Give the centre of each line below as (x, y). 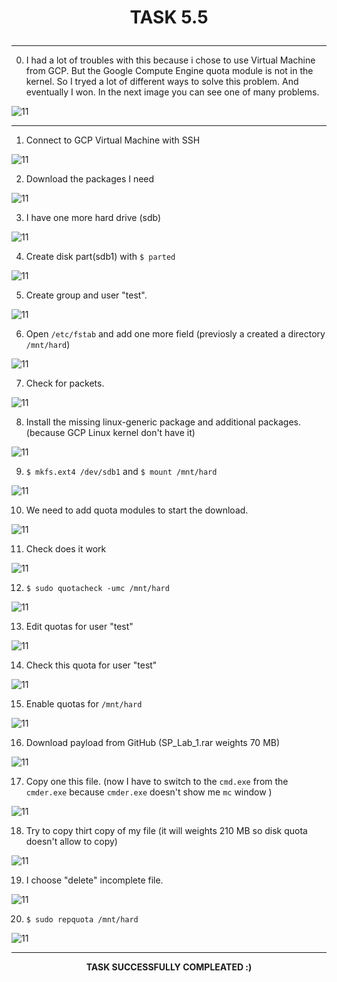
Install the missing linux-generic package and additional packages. (163, 422)
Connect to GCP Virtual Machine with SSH (113, 140)
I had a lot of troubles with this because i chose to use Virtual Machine (170, 60)
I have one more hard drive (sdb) (93, 218)
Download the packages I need (90, 179)
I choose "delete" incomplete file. (94, 880)
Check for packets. (65, 383)
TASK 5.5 (169, 17)
